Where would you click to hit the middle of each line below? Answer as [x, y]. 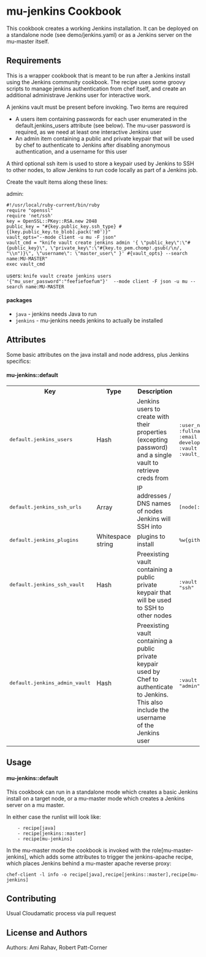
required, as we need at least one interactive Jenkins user [88, 132]
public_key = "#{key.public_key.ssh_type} [61, 226]
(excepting [152, 439]
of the [146, 725]
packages [19, 300]
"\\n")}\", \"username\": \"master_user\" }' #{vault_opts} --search [97, 253]
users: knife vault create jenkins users [59, 275]
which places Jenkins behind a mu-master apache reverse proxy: [89, 863]
